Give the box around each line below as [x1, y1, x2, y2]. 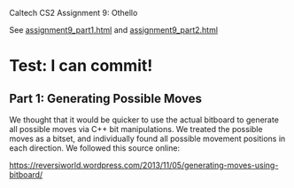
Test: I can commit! [9, 56, 153, 76]
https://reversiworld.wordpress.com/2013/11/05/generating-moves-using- [9, 160, 279, 170]
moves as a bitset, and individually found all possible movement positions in [9, 133, 286, 144]
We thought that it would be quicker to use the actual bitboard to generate [9, 114, 279, 125]
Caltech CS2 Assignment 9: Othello [9, 8, 138, 18]
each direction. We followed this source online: [9, 143, 180, 153]
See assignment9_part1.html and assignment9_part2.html [9, 25, 219, 35]
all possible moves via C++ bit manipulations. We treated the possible [9, 124, 263, 134]
